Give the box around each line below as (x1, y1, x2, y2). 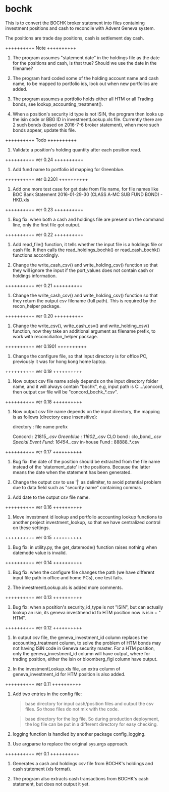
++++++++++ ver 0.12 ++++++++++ (5, 624, 82, 630)
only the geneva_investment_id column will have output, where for (12, 650, 150, 656)
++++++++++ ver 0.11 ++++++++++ (5, 681, 82, 687)
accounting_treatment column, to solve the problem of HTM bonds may (12, 640, 161, 646)
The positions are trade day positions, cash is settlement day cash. (5, 35, 144, 41)
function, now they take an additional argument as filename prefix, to (12, 328, 156, 334)
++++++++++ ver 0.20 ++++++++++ (5, 312, 84, 319)
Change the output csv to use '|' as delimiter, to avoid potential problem (12, 479, 161, 485)
